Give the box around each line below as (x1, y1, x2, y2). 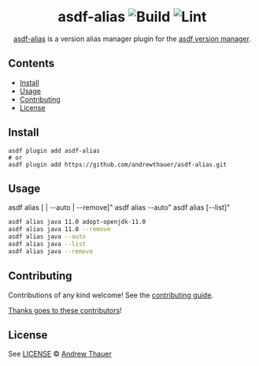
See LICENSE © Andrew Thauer (8, 349, 112, 359)
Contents (8, 57, 55, 70)
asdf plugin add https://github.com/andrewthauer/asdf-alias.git (8, 160, 227, 169)
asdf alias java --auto (8, 233, 87, 241)
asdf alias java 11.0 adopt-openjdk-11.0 (8, 218, 146, 226)
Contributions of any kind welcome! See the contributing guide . (8, 290, 214, 300)
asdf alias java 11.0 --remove (8, 226, 111, 233)
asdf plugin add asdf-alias (8, 147, 101, 155)
